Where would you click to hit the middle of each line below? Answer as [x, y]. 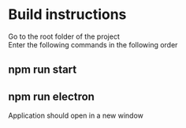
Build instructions [67, 15]
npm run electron [51, 96]
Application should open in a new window [76, 115]
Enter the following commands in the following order [93, 44]
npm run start [43, 70]
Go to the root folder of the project [64, 36]
